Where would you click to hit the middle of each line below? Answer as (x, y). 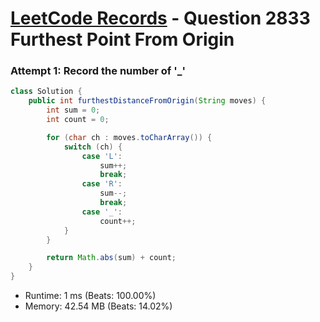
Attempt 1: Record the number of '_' (98, 71)
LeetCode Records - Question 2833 (160, 18)
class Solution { (46, 92)
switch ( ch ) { (93, 147)
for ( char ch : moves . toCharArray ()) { (129, 137)
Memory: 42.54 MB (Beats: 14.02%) (98, 306)
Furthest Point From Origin (122, 39)
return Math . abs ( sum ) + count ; (111, 258)
